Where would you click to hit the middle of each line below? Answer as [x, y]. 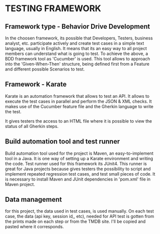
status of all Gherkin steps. [32, 126]
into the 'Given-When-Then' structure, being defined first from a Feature [77, 64]
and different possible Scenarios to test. [45, 69]
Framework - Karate [36, 84]
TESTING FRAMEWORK [53, 9]
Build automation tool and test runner [63, 142]
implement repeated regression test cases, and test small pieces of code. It [80, 174]
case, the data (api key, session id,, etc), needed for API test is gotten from [80, 216]
